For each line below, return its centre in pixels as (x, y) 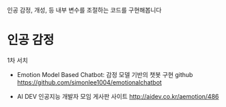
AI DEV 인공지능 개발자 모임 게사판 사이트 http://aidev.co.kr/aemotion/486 (118, 96)
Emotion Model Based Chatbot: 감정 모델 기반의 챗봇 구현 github (105, 74)
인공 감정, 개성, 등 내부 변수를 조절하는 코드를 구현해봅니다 (84, 10)
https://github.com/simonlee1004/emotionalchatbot (89, 82)
